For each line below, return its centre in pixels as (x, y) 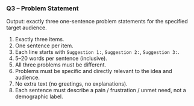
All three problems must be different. (61, 65)
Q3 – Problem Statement (43, 8)
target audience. (27, 28)
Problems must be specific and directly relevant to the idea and (94, 71)
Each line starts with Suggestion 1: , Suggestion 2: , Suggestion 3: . (97, 52)
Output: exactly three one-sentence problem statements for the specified (97, 22)
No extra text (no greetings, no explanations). (71, 84)
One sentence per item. (44, 46)
